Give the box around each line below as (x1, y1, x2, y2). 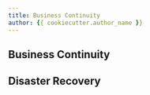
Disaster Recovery (8, 75, 101, 88)
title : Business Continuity (8, 11, 101, 20)
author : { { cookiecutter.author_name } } (8, 19, 144, 27)
